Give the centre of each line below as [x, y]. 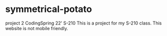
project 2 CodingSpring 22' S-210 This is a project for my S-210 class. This [83, 23]
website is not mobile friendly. [37, 28]
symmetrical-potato [49, 9]
